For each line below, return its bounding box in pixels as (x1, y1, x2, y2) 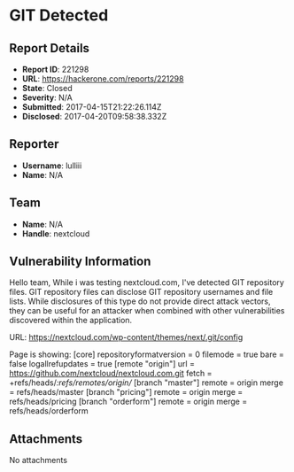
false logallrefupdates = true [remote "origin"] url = (9, 359, 195, 369)
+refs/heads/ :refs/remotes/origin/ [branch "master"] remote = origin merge (9, 377, 283, 388)
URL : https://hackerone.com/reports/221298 (21, 74, 184, 84)
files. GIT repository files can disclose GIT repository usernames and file (9, 287, 274, 298)
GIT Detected (9, 5, 109, 26)
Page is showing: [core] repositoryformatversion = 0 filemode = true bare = (9, 349, 285, 360)
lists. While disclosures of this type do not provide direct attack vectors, (9, 296, 272, 306)
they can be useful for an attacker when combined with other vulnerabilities (9, 306, 285, 316)
